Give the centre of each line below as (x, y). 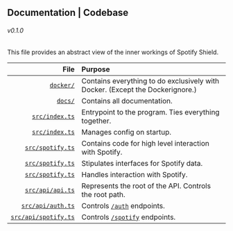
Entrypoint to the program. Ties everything (150, 112)
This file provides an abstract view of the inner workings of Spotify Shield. (113, 52)
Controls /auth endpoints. (123, 205)
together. (96, 121)
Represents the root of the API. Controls (146, 186)
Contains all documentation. (127, 101)
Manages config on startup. (127, 132)
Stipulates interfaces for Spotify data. (142, 163)
